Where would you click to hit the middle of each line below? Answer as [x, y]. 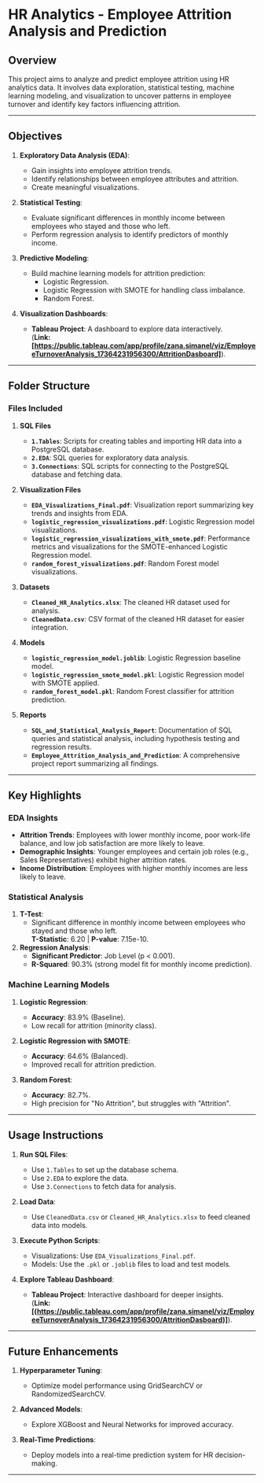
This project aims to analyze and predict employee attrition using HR [119, 79]
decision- [230, 1455]
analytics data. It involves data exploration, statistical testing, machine [121, 87]
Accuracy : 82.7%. [61, 1094]
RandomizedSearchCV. [68, 1394]
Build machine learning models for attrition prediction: [118, 273]
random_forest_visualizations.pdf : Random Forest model [125, 563]
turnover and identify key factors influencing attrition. [94, 104]
